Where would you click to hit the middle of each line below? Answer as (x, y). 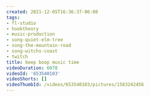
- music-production (31, 34)
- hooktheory (23, 29)
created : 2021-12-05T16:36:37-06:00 (52, 12)
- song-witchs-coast (32, 51)
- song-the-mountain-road (39, 46)
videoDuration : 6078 (32, 68)
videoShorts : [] (27, 79)
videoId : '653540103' (33, 74)
